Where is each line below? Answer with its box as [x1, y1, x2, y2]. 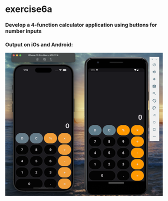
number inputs [5, 28, 42, 35]
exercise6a [5, 4, 52, 15]
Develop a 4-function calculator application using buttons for [5, 22, 157, 29]
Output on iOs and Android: [5, 41, 73, 48]
